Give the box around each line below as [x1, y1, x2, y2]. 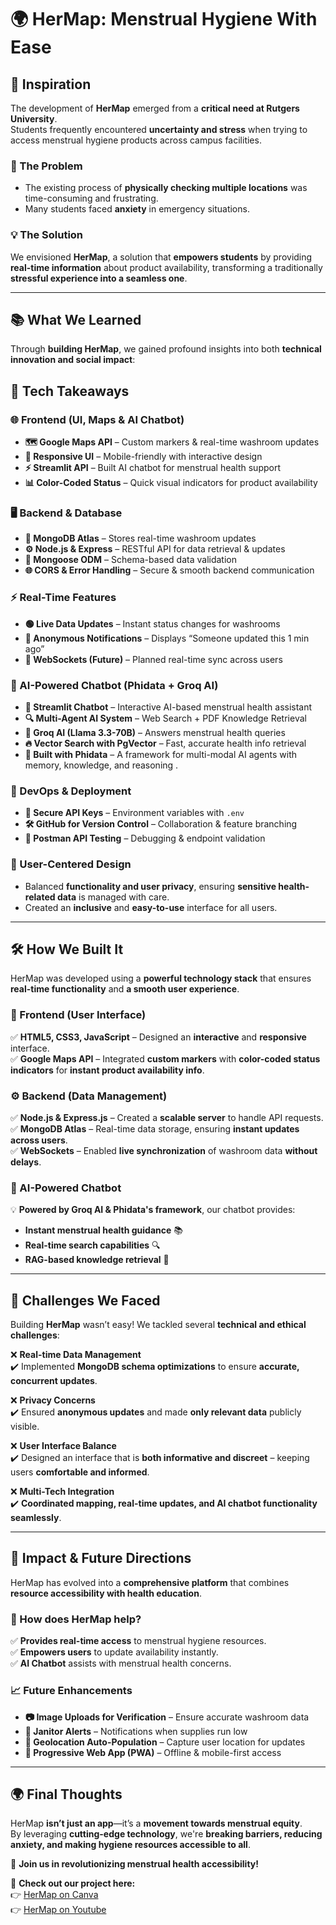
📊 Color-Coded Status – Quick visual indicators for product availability [24, 477, 318, 489]
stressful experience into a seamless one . [10, 272, 188, 284]
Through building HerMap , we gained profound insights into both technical [10, 343, 322, 355]
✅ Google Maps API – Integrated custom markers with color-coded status [10, 1052, 321, 1065]
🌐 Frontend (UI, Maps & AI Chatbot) [10, 412, 185, 426]
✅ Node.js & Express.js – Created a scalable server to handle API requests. [10, 1111, 324, 1123]
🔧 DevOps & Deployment [10, 784, 132, 798]
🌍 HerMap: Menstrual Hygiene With [10, 8, 318, 31]
